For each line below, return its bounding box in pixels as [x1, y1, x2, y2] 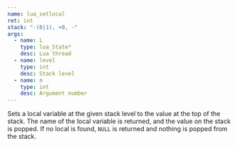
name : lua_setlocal [7, 10, 66, 18]
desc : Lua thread [20, 51, 72, 58]
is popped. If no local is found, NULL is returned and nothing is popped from [7, 125, 228, 133]
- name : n [14, 76, 43, 84]
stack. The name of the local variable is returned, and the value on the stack [7, 117, 231, 125]
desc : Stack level [20, 70, 75, 77]
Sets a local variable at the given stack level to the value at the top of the [7, 110, 221, 118]
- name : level [14, 57, 56, 64]
